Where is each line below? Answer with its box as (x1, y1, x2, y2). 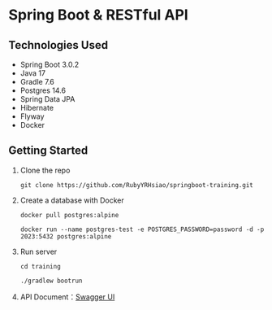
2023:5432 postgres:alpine (19, 232, 112, 241)
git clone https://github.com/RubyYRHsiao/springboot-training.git (19, 181, 253, 189)
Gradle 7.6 (19, 77, 54, 86)
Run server (19, 247, 58, 256)
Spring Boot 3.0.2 (19, 59, 80, 69)
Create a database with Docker (19, 195, 124, 205)
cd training (19, 262, 61, 270)
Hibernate (19, 103, 54, 112)
